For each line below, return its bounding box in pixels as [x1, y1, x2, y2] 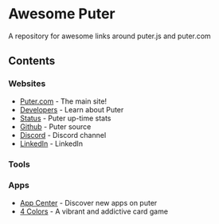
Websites [8, 78, 46, 89]
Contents [8, 54, 56, 68]
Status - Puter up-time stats [19, 113, 111, 123]
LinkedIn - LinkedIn [19, 139, 84, 148]
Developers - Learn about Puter [19, 104, 124, 114]
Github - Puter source [19, 121, 92, 132]
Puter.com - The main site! [19, 96, 108, 106]
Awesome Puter [8, 5, 115, 23]
